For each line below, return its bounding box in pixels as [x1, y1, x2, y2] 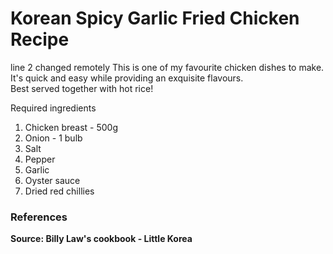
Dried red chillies [24, 185, 95, 197]
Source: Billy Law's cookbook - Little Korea [10, 233, 193, 245]
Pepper [24, 153, 56, 165]
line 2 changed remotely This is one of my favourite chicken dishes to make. [10, 61, 325, 73]
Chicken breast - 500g [24, 121, 119, 133]
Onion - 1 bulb [24, 132, 83, 144]
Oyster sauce [24, 174, 81, 186]
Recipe [10, 28, 70, 51]
